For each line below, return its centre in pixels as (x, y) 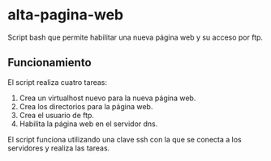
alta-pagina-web (65, 15)
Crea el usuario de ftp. (57, 115)
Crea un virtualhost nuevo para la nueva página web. (108, 98)
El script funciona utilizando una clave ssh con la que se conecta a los (125, 139)
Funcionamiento (49, 63)
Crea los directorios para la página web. (86, 106)
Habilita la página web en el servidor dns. (88, 124)
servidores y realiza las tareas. (59, 148)
